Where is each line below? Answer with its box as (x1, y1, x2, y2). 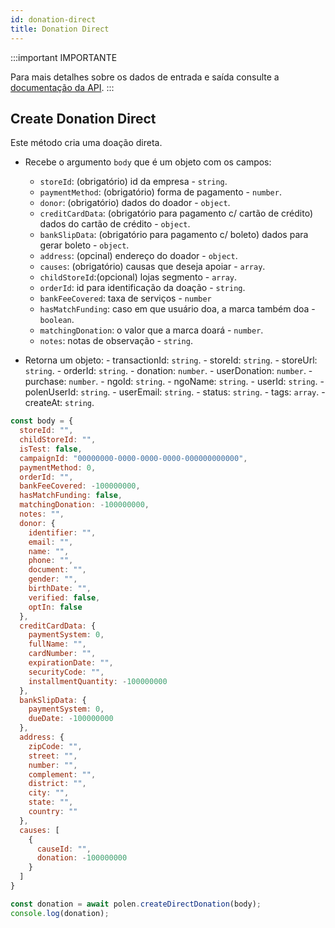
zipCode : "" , (28, 741, 83, 751)
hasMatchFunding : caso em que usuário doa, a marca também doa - (39, 303, 316, 315)
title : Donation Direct (10, 24, 110, 34)
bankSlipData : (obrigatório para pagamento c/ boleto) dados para (39, 229, 309, 241)
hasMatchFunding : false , (19, 491, 123, 501)
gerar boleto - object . (39, 239, 130, 251)
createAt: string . (24, 397, 95, 409)
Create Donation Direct (10, 110, 157, 127)
